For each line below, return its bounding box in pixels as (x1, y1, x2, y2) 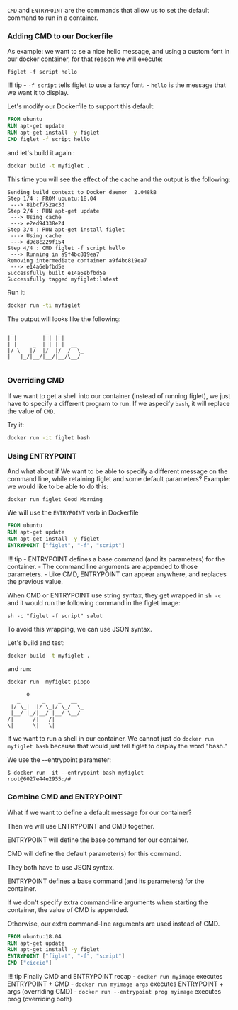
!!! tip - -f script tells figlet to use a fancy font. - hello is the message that (7, 81, 226, 89)
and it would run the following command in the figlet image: (7, 598, 181, 607)
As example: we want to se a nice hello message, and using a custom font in (7, 47, 230, 56)
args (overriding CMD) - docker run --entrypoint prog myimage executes (7, 987, 222, 996)
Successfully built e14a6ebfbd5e (7, 269, 106, 276)
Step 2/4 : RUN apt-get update (7, 207, 100, 215)
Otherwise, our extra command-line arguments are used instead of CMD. (7, 919, 220, 928)
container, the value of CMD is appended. (7, 905, 129, 914)
